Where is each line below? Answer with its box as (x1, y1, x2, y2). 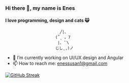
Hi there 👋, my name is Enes (5, 5, 75, 12)
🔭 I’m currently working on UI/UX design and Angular (12, 54, 124, 61)
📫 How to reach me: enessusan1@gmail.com (12, 61, 108, 67)
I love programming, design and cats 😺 (5, 17, 90, 23)
